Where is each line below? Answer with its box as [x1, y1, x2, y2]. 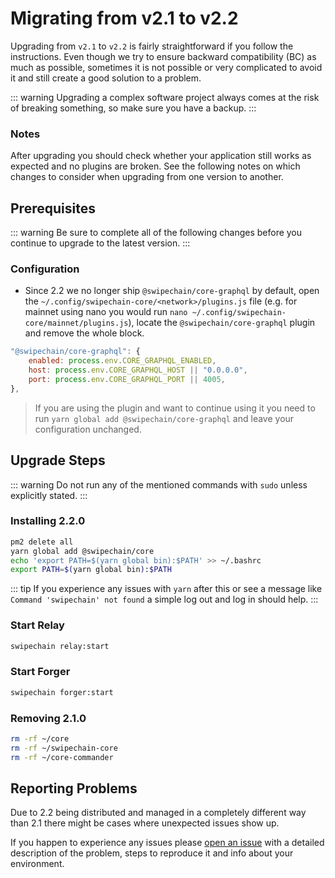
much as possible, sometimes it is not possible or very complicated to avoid [10, 61, 323, 73]
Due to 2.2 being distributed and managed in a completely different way [10, 807, 307, 819]
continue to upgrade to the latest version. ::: [10, 237, 191, 249]
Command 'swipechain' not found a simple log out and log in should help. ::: [10, 593, 319, 606]
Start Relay [10, 618, 65, 632]
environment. [10, 858, 65, 870]
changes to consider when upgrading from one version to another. [10, 171, 284, 183]
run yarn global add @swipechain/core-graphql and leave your [34, 412, 295, 424]
